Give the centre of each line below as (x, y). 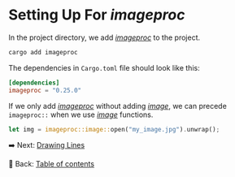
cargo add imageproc (44, 52)
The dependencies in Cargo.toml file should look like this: (104, 67)
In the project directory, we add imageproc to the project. (104, 37)
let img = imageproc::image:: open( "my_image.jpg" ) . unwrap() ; (114, 129)
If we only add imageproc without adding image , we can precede (118, 106)
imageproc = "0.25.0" (45, 90)
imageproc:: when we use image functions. (81, 114)
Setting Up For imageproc (97, 15)
